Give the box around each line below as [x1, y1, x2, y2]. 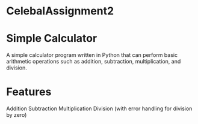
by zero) [6, 111, 27, 119]
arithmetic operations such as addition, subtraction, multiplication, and [6, 58, 181, 65]
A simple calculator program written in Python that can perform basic [6, 52, 178, 59]
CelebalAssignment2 [6, 4, 114, 18]
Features [6, 85, 52, 99]
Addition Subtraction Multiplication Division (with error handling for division [6, 105, 193, 112]
